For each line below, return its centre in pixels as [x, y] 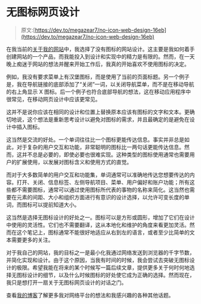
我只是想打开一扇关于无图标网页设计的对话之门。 [66, 282]
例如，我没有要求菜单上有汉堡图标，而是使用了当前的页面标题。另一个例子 [98, 77]
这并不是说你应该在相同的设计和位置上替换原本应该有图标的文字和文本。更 [98, 112]
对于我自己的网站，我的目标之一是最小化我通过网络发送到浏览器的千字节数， [100, 253]
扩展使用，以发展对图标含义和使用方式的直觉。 [74, 162]
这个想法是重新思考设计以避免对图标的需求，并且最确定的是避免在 [108, 119]
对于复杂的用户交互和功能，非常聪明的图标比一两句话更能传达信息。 [100, 147]
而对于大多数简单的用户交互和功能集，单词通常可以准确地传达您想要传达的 [98, 175]
